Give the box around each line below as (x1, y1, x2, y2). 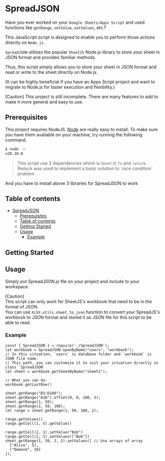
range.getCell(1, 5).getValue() (5, 421, 72, 426)
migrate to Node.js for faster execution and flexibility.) (5, 84, 115, 90)
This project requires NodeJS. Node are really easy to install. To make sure (5, 126, 158, 132)
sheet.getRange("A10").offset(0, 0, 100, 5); (5, 395, 101, 400)
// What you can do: (5, 377, 48, 383)
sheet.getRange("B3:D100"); (5, 391, 63, 396)
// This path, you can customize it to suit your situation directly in (5, 360, 159, 365)
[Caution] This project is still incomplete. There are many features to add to (5, 94, 159, 100)
